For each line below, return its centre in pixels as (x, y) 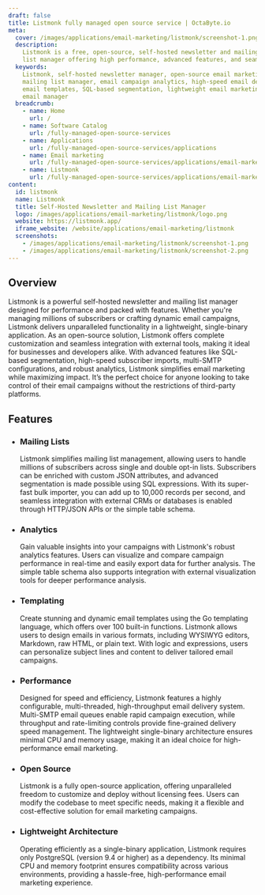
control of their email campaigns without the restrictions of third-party (122, 386)
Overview (33, 283)
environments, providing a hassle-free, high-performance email (123, 874)
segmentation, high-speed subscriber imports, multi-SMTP (126, 361)
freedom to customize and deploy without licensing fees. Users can (129, 795)
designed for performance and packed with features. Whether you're (120, 310)
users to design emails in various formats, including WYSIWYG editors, (134, 635)
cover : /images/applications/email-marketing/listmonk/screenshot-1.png (137, 38)
